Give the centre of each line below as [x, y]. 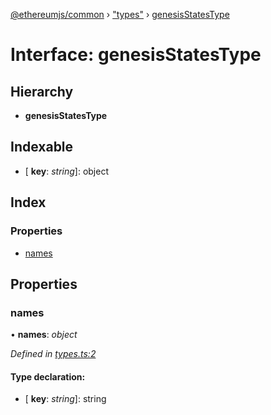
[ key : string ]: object [66, 171]
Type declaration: [48, 376]
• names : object [44, 335]
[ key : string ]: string [65, 399]
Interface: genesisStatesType [136, 55]
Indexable [42, 147]
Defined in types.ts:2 [53, 354]
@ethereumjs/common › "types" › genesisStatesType [120, 14]
